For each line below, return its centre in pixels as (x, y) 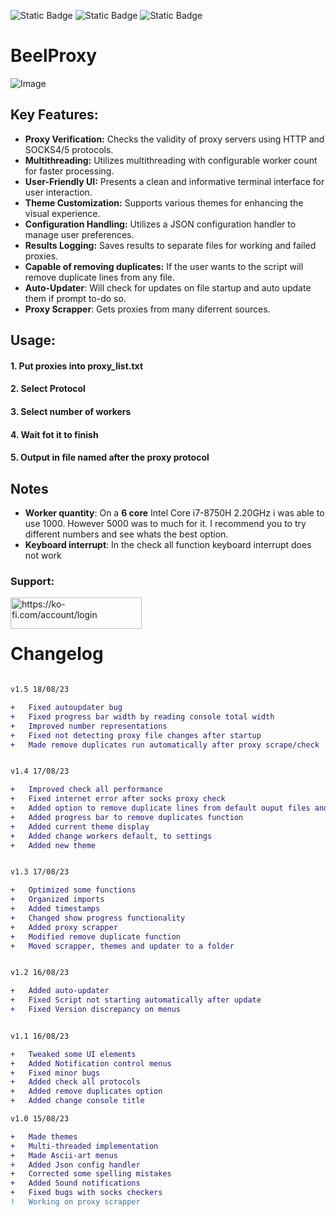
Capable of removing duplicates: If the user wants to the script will (164, 266)
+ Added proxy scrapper (64, 927)
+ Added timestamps (55, 909)
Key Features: (54, 115)
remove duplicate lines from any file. (100, 277)
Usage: (33, 340)
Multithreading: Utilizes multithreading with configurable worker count (171, 160)
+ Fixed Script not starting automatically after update (136, 1000)
